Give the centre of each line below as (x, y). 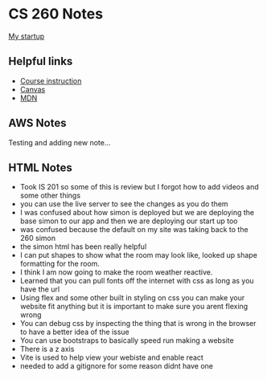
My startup (27, 36)
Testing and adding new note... (60, 142)
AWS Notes (37, 123)
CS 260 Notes (55, 14)
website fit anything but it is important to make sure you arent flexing (134, 307)
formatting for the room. (60, 264)
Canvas (33, 89)
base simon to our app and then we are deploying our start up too (129, 221)
